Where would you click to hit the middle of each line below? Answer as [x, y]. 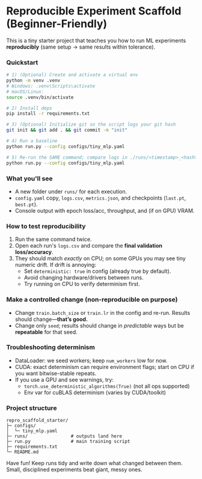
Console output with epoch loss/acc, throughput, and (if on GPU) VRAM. [105, 210]
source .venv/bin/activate [40, 97]
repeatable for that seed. [46, 332]
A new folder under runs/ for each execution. [71, 191]
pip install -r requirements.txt [48, 114]
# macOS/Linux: [25, 91]
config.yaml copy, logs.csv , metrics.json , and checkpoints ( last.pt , [100, 198]
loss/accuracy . [34, 252]
